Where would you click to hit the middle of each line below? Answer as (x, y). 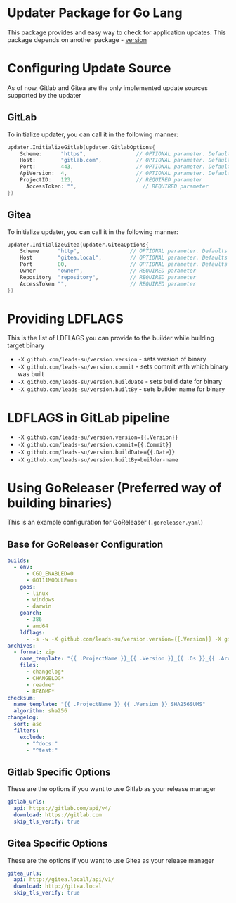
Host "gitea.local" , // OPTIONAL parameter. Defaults (124, 258)
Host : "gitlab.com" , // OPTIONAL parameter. (113, 160)
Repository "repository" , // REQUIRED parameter (108, 277)
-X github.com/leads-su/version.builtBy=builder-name (98, 460)
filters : (26, 730)
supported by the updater (45, 95)
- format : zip (34, 652)
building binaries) (60, 502)
